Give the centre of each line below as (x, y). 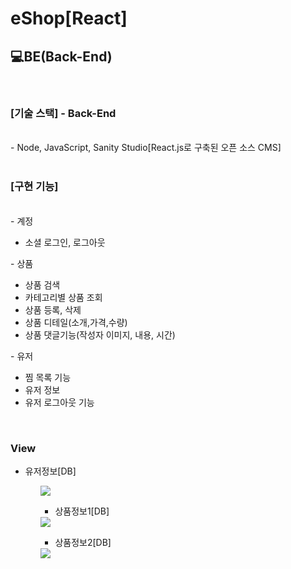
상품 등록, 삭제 (53, 309)
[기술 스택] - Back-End (63, 113)
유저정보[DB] (50, 471)
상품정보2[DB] (83, 542)
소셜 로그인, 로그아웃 (65, 242)
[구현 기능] (34, 187)
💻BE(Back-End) (61, 56)
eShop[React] (69, 18)
